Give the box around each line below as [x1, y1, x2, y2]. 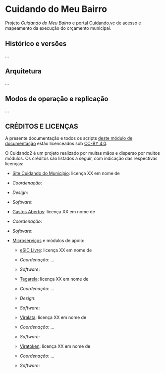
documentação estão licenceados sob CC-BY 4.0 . [5, 140, 108, 147]
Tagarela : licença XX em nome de [19, 276, 89, 282]
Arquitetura [5, 67, 42, 75]
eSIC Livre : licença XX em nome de [19, 247, 92, 253]
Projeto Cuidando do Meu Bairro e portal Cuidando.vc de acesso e [5, 20, 141, 26]
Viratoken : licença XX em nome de [19, 343, 91, 349]
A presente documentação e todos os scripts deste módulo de [5, 135, 133, 141]
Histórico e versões [5, 40, 67, 48]
